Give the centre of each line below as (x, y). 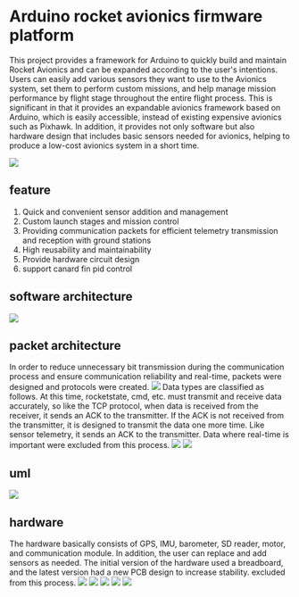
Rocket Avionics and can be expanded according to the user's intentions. (144, 70)
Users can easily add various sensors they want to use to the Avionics (138, 79)
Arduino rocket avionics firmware (136, 17)
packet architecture (65, 345)
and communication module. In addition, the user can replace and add (138, 553)
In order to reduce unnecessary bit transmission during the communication (147, 367)
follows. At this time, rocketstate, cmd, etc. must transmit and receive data (146, 397)
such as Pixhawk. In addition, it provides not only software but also (132, 126)
